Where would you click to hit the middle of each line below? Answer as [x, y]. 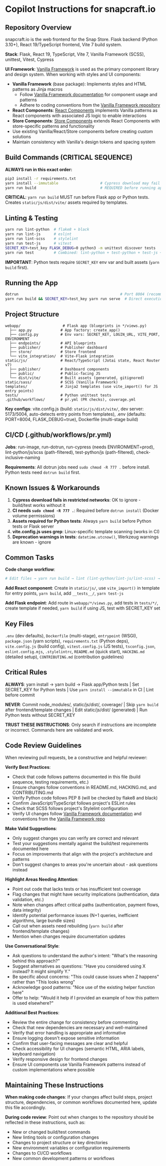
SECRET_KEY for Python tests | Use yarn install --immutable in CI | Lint [80, 689]
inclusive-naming [23, 457]
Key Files [19, 624]
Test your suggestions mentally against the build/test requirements [80, 843]
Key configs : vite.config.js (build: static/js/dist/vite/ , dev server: [75, 409]
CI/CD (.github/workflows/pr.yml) [58, 435]
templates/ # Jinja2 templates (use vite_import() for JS [82, 386]
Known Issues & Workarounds [53, 488]
